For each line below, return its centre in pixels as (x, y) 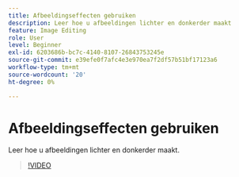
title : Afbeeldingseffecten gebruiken (72, 15)
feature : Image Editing (47, 30)
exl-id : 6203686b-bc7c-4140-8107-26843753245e (86, 52)
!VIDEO (39, 165)
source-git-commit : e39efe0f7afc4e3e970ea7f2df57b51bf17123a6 (113, 60)
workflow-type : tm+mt (44, 67)
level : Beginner (35, 45)
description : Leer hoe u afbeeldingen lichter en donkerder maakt (120, 23)
